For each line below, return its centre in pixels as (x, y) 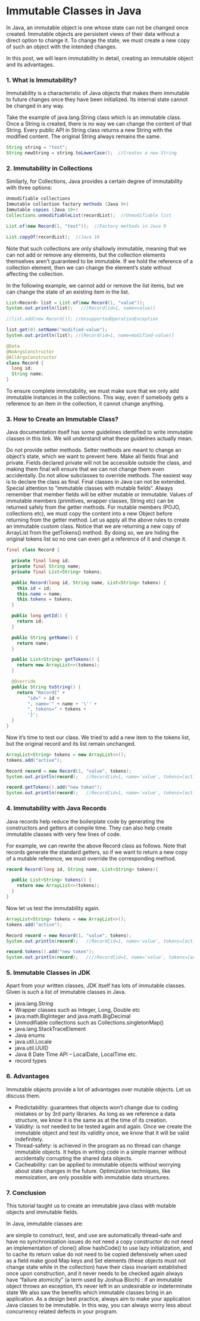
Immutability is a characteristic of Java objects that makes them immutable (98, 93)
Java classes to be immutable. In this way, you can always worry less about (99, 1305)
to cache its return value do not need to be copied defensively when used (97, 1255)
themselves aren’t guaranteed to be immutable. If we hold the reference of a (100, 261)
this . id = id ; (34, 588)
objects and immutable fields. (42, 1212)
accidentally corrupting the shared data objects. (74, 1158)
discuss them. (23, 1096)
